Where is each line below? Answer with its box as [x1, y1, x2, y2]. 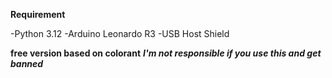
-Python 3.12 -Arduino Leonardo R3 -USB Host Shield [10, 28, 230, 39]
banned [10, 58, 44, 69]
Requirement [10, 9, 66, 20]
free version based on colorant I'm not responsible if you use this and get [10, 47, 322, 59]
